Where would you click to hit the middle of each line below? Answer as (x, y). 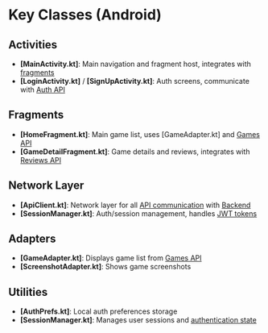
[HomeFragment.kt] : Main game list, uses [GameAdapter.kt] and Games (140, 134)
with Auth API (43, 89)
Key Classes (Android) (85, 15)
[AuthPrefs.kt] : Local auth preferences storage (99, 311)
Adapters (32, 239)
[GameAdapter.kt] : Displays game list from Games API (111, 258)
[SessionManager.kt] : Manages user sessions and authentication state (138, 320)
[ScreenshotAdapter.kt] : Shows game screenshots (105, 267)
